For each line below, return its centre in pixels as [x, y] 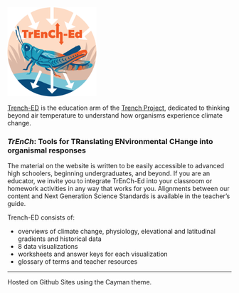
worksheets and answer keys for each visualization [93, 254]
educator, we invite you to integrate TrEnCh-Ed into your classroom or [110, 181]
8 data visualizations [48, 247]
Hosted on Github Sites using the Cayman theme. [80, 282]
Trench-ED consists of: [41, 217]
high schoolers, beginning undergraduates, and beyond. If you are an [109, 173]
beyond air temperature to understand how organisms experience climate [115, 115]
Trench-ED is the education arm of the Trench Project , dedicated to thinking [118, 108]
